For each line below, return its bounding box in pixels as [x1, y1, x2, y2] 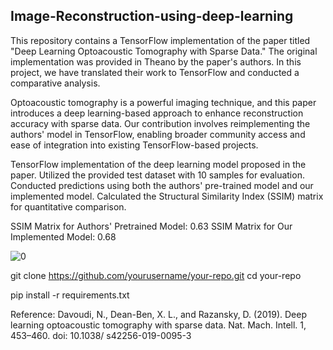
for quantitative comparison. [10, 200, 127, 213]
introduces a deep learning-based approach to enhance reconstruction [10, 107, 304, 119]
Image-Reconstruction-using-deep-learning [10, 8, 294, 25]
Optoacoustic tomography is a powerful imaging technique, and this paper [10, 96, 317, 108]
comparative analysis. [10, 77, 101, 89]
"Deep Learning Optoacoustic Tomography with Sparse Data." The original [10, 45, 318, 57]
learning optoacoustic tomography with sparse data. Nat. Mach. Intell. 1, [10, 319, 307, 331]
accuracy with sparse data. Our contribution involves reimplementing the [10, 117, 311, 129]
